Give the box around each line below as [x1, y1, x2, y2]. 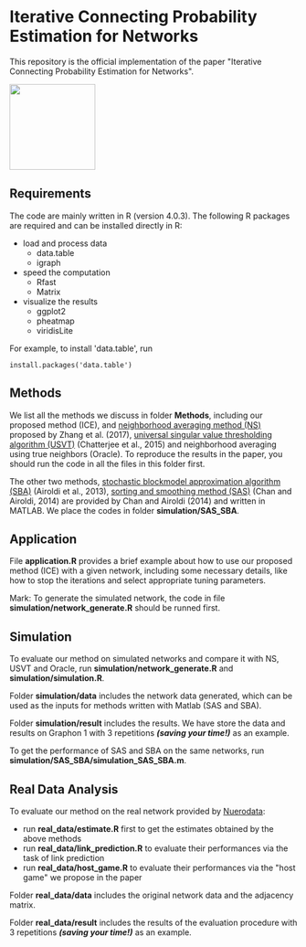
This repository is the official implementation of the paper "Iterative [9, 56, 262, 67]
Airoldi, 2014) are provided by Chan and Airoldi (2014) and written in [9, 495, 266, 506]
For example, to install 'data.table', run [9, 343, 153, 354]
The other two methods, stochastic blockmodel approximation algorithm [9, 475, 281, 486]
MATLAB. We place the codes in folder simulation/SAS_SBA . [9, 505, 240, 516]
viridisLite [36, 325, 73, 335]
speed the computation [22, 267, 111, 278]
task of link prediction [22, 853, 105, 863]
